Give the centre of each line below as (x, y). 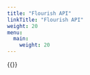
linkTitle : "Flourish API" (45, 20)
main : (21, 39)
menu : (15, 32)
